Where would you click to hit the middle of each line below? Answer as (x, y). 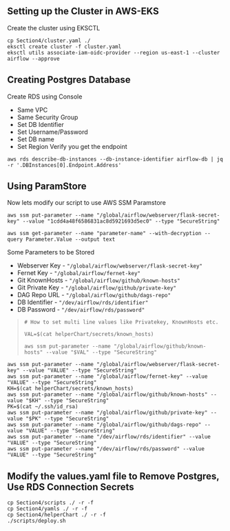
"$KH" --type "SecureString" (67, 401)
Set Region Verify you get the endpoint (72, 146)
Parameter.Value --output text (70, 240)
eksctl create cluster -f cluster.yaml (64, 47)
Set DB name (36, 139)
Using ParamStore (47, 187)
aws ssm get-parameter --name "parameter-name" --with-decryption (104, 234)
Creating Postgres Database (69, 80)
